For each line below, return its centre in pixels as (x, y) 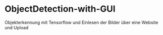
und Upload (17, 27)
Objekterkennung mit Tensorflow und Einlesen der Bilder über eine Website (81, 22)
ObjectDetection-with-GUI (60, 9)
